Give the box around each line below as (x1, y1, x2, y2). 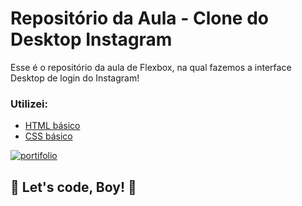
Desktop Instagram (10, 28, 173, 51)
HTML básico (24, 120, 81, 132)
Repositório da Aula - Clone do (10, 7, 269, 30)
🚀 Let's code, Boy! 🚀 (10, 178, 137, 196)
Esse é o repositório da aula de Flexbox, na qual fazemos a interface (10, 61, 292, 73)
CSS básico (24, 130, 73, 142)
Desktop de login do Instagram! (10, 72, 140, 84)
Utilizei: (10, 97, 48, 111)
